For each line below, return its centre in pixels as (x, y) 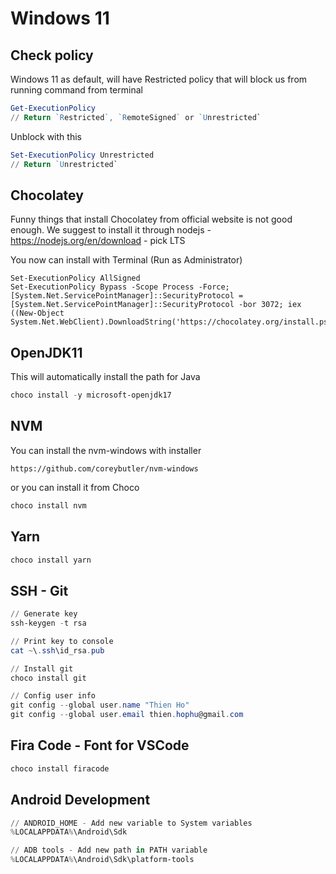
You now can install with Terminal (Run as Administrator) (126, 260)
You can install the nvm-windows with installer (106, 450)
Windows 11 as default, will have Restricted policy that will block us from (159, 79)
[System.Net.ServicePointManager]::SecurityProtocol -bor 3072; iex (156, 305)
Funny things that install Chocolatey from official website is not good (151, 219)
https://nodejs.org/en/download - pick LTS (98, 241)
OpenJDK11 (46, 352)
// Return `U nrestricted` (64, 164)
